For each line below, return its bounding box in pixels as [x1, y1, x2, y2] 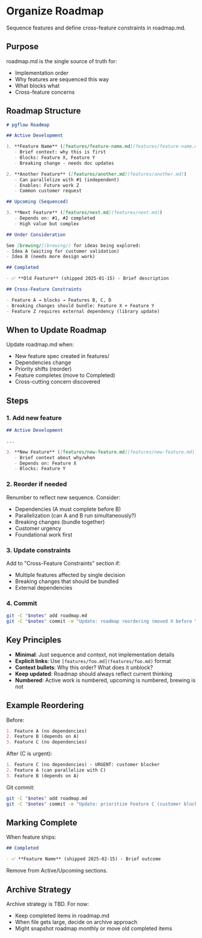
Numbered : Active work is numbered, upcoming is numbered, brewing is [14, 676, 196, 683]
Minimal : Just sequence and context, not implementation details [14, 651, 175, 658]
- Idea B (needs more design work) [6, 254, 96, 260]
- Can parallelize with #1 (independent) [14, 176, 120, 183]
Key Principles [6, 635, 62, 645]
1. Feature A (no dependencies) [6, 728, 87, 734]
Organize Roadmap [6, 4, 104, 18]
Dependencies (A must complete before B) [14, 505, 121, 513]
